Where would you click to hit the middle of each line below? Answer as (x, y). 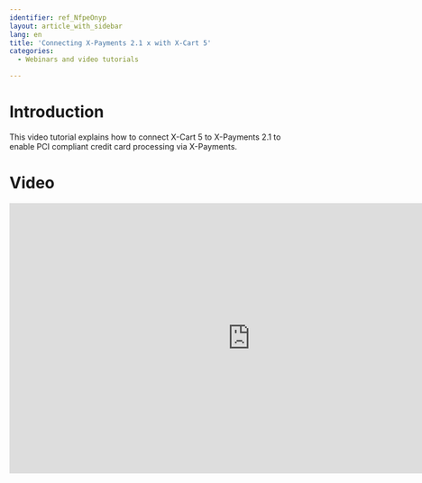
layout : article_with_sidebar (66, 26)
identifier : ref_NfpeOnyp (58, 18)
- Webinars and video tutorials (78, 59)
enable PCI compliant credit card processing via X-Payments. (123, 146)
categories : (32, 51)
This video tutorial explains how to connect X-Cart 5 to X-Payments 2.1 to (145, 137)
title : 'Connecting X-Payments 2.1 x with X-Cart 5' (110, 43)
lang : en (26, 34)
